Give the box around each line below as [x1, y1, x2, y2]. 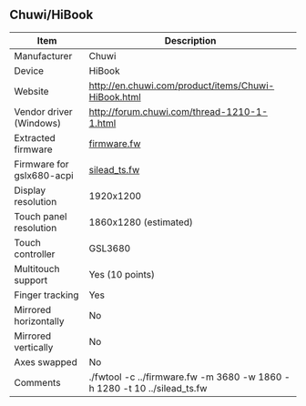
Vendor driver [14, 105, 73, 117]
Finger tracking [14, 289, 79, 301]
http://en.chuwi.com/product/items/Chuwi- [88, 79, 275, 92]
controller [14, 248, 56, 260]
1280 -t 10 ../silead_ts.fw [97, 381, 208, 394]
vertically [14, 340, 54, 353]
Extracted [14, 131, 56, 144]
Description [164, 34, 217, 46]
